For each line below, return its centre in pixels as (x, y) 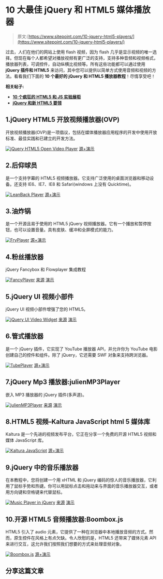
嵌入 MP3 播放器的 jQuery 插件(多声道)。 (46, 395)
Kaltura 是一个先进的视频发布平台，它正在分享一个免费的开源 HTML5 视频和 (81, 434)
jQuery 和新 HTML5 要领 (37, 103)
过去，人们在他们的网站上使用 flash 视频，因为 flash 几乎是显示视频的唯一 (79, 52)
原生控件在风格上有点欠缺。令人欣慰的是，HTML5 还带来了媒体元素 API (85, 538)
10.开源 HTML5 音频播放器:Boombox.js (64, 519)
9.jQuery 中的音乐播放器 (42, 467)
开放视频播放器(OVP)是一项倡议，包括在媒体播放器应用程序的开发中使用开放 (81, 132)
